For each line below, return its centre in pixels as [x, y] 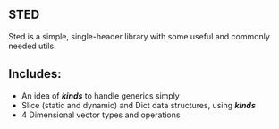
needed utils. [32, 46]
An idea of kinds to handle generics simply [100, 95]
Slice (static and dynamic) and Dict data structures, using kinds [139, 105]
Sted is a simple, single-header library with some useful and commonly [139, 36]
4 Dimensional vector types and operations [101, 115]
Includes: [35, 74]
